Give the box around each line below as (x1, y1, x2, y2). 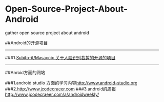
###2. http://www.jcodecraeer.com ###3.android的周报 (5, 86, 116, 92)
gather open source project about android (5, 30, 89, 35)
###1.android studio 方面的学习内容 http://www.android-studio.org (5, 80, 138, 85)
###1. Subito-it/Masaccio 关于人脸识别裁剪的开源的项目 (5, 54, 116, 60)
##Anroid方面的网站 (5, 69, 45, 75)
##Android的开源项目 (5, 40, 48, 46)
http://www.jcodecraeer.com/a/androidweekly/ (5, 91, 99, 97)
